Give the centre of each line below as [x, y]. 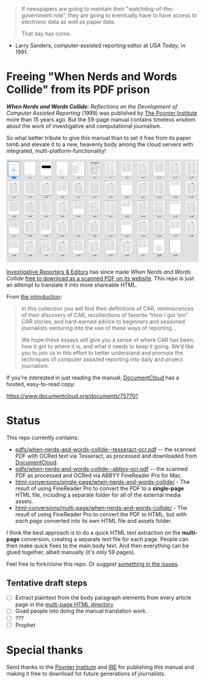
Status [23, 420]
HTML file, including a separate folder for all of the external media [98, 495]
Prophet [25, 625]
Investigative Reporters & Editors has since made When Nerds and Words [99, 272]
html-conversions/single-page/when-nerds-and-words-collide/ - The [103, 481]
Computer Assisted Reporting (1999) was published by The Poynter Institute [102, 113]
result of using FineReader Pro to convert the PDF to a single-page [99, 488]
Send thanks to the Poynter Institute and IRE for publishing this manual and [100, 667]
